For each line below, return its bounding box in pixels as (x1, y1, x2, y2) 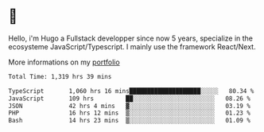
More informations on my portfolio (8, 57, 121, 67)
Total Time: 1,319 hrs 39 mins (8, 72, 112, 80)
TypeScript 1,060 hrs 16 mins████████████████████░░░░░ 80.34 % (8, 87, 254, 95)
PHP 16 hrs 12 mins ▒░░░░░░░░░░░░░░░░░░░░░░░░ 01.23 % (8, 109, 250, 118)
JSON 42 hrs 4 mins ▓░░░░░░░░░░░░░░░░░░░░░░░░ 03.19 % (8, 102, 250, 110)
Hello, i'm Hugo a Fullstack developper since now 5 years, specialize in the (8, 33, 253, 43)
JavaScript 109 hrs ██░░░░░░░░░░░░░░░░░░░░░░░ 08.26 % (8, 95, 250, 103)
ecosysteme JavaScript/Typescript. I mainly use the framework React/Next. (8, 41, 256, 51)
